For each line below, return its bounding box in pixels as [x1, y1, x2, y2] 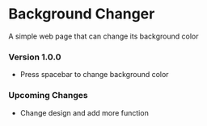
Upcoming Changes [8, 90, 88, 101]
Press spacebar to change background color [19, 70, 169, 79]
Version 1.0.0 [8, 51, 61, 63]
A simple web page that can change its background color [8, 31, 199, 41]
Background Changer [8, 5, 155, 23]
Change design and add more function [19, 108, 150, 117]
